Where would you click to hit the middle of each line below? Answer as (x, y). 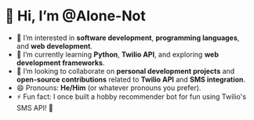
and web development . (54, 45)
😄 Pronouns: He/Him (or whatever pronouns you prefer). (109, 87)
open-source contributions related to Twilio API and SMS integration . (131, 79)
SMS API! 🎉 (34, 107)
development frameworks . (60, 63)
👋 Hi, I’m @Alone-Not (75, 16)
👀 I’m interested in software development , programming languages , (128, 38)
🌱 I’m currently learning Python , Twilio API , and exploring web (117, 54)
